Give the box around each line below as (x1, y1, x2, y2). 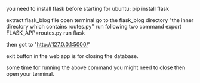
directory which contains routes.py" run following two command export (6, 23, 182, 30)
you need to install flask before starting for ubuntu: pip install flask (6, 5, 169, 12)
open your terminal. (6, 70, 55, 77)
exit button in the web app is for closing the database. (6, 53, 139, 59)
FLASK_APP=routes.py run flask (6, 29, 85, 36)
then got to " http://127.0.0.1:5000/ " (6, 41, 91, 48)
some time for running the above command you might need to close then (6, 64, 186, 71)
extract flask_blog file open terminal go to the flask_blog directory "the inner (6, 17, 194, 23)
